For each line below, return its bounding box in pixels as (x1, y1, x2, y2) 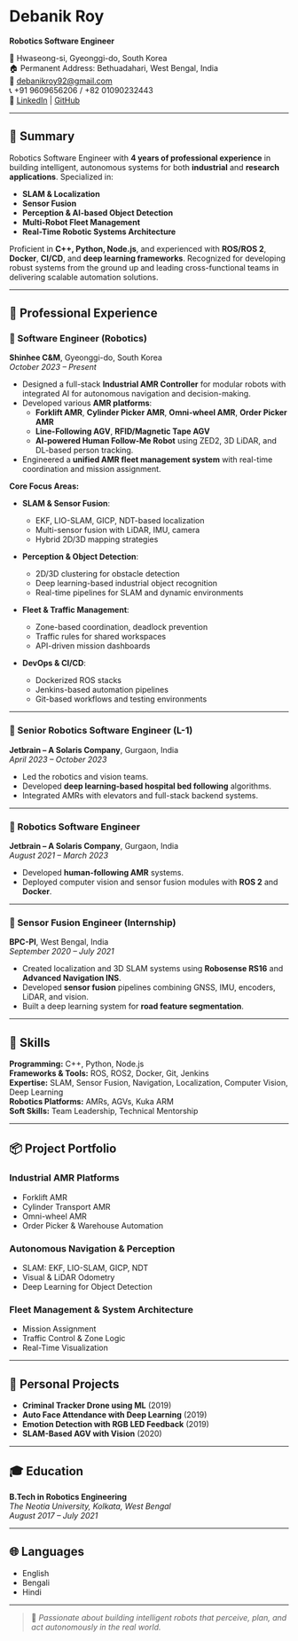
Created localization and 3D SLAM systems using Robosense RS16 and (21, 963, 284, 974)
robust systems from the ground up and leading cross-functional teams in (9, 262, 279, 272)
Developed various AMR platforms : (21, 397, 153, 409)
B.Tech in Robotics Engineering (9, 1492, 127, 1503)
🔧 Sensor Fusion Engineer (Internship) (9, 916, 176, 929)
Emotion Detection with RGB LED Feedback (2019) (21, 1419, 210, 1430)
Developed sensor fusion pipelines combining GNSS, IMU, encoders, (21, 982, 276, 993)
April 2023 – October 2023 (9, 754, 107, 765)
